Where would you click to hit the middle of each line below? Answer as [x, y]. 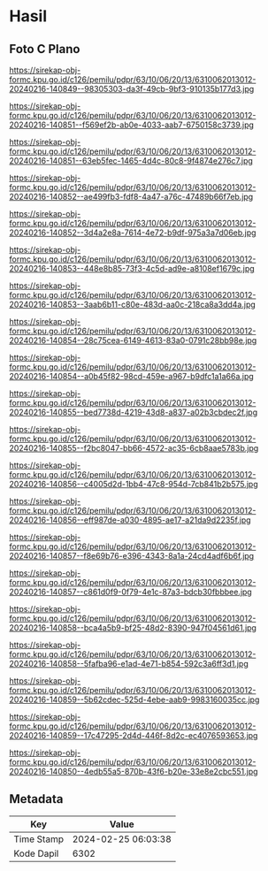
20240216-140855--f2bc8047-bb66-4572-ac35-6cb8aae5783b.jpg [134, 448]
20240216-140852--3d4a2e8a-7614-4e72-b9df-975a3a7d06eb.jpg [133, 233]
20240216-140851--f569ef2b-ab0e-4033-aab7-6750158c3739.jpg [132, 125]
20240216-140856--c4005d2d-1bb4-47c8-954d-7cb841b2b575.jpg [134, 484]
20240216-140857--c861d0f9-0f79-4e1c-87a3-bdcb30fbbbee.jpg [130, 592]
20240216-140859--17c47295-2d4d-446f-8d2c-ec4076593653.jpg [134, 735]
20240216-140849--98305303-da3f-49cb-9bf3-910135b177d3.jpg [132, 89]
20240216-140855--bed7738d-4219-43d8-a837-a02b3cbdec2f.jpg [134, 412]
